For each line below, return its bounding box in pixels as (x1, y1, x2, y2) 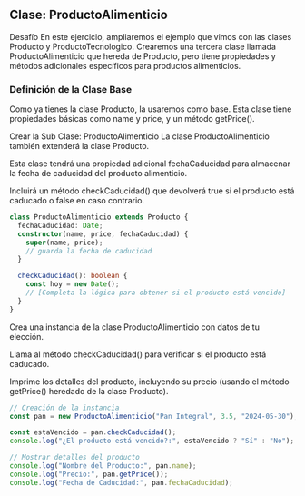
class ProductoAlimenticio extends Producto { (9, 213, 189, 222)
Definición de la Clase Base (9, 83, 133, 95)
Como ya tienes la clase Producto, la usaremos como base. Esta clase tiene (9, 104, 292, 114)
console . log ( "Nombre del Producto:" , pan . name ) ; (9, 461, 197, 471)
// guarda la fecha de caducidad (25, 246, 152, 255)
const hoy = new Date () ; (25, 280, 120, 289)
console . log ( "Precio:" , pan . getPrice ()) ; (9, 470, 169, 479)
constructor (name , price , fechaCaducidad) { (17, 229, 189, 239)
